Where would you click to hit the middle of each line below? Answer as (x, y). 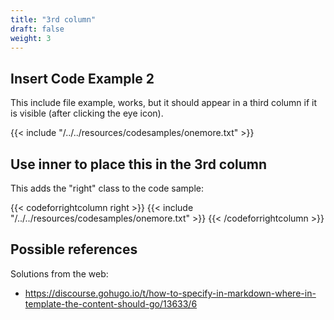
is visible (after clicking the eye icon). (87, 113)
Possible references (74, 249)
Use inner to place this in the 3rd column (139, 164)
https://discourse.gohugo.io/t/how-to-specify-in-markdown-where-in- (170, 293)
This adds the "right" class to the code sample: (107, 188)
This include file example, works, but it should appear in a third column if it (164, 103)
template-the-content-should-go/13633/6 (111, 303)
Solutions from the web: (59, 273)
